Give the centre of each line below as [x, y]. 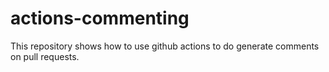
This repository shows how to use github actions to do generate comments [165, 46]
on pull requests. [45, 56]
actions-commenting [100, 18]
